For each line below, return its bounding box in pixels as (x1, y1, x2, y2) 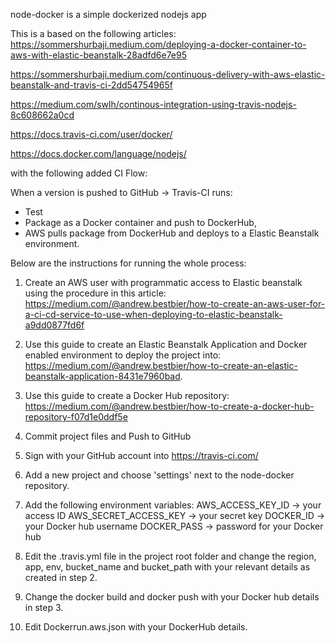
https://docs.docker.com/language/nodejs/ (10, 148, 187, 159)
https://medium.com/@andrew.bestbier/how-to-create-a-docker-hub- (24, 400, 315, 412)
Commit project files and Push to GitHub (24, 430, 192, 442)
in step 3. (24, 602, 64, 613)
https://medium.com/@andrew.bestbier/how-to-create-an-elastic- (24, 360, 298, 371)
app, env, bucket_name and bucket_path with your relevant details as (24, 561, 311, 573)
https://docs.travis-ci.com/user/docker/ (10, 129, 173, 140)
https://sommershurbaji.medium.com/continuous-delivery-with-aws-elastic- (10, 69, 326, 80)
